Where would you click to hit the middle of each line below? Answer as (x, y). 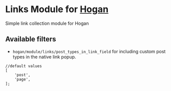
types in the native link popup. (44, 57)
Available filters (31, 39)
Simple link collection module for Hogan (47, 23)
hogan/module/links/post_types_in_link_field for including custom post (89, 51)
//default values (24, 66)
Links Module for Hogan (57, 9)
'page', (22, 79)
